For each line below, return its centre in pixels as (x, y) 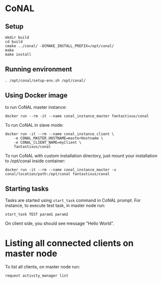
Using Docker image (36, 95)
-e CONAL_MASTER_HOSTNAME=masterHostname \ (59, 138)
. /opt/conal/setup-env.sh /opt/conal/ (45, 81)
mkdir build (17, 37)
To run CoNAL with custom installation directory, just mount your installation (81, 155)
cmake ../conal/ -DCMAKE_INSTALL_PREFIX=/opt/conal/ (60, 46)
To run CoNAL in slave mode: (34, 125)
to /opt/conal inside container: (35, 161)
